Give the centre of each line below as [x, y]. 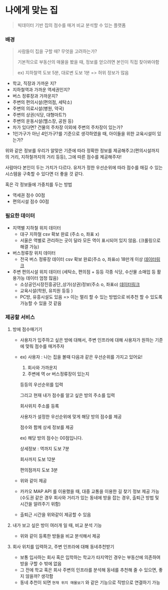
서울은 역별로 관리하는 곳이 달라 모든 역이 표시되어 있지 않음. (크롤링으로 [90, 240]
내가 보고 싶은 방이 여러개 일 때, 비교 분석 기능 [57, 525]
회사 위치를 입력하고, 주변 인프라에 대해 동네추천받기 [63, 546]
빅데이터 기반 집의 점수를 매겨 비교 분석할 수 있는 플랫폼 [72, 25]
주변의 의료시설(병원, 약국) [38, 109]
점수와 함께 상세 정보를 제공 [47, 427]
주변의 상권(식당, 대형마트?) [39, 115]
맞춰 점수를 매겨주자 [45, 346]
